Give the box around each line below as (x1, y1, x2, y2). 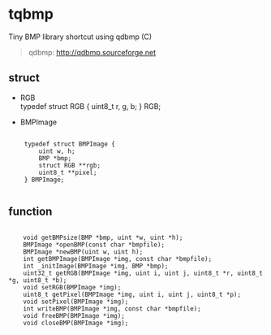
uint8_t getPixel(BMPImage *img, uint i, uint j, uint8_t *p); (23, 290, 242, 298)
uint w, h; (38, 147, 75, 155)
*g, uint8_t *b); (8, 276, 67, 285)
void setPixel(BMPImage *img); (23, 298, 129, 306)
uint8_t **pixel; (38, 168, 97, 176)
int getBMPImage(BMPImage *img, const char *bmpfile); (23, 255, 213, 263)
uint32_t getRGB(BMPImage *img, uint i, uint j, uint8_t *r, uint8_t (23, 269, 264, 277)
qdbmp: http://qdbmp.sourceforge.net (28, 47, 157, 57)
